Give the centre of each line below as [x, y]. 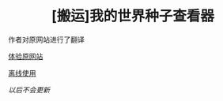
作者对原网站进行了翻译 [46, 39]
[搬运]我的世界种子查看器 [133, 16]
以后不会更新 [29, 90]
